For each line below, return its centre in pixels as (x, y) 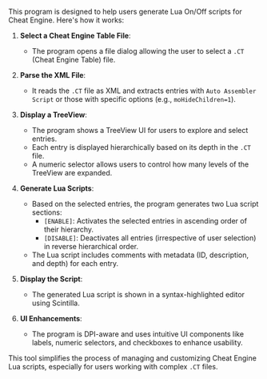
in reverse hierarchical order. (91, 246)
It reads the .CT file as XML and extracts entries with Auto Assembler (144, 91)
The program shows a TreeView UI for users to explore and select (140, 130)
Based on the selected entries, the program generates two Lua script (145, 204)
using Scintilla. (56, 303)
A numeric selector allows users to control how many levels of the (140, 164)
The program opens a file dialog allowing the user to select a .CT (138, 51)
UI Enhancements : (51, 319)
